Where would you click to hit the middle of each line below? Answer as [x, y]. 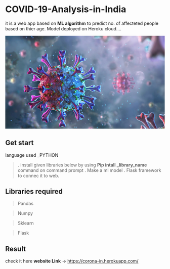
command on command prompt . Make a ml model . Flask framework [89, 170]
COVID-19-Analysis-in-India [66, 9]
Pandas [26, 204]
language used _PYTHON [32, 155]
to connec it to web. [38, 175]
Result [16, 249]
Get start [19, 143]
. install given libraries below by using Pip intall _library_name [82, 165]
